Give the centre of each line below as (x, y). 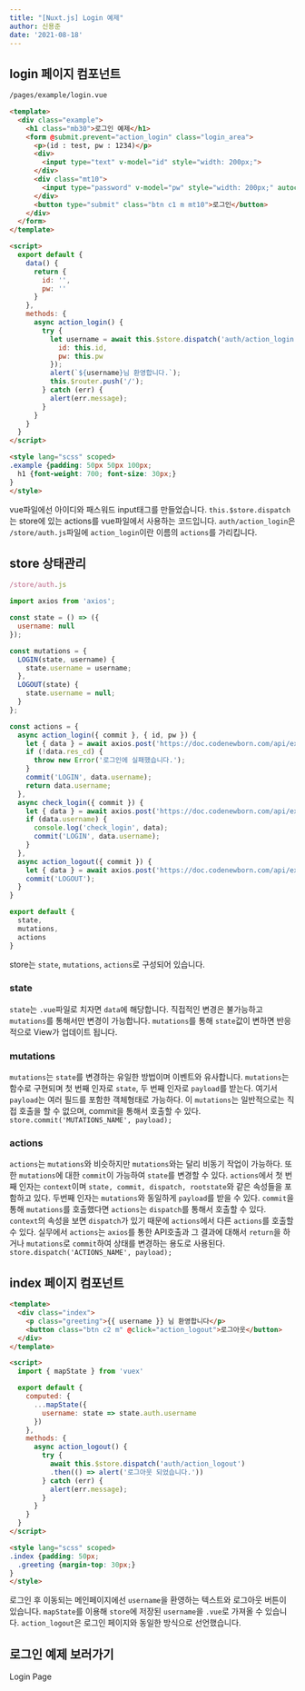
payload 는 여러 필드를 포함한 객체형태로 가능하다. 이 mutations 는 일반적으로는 (147, 1099)
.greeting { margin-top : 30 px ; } (77, 1565)
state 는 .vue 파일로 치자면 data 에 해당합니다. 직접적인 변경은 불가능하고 (136, 1009)
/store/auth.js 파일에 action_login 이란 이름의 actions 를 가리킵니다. (133, 532)
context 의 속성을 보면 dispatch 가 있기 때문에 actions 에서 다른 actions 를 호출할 (152, 1221)
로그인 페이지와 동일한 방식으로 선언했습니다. (162, 1623)
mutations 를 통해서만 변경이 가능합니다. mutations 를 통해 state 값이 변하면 (142, 1020)
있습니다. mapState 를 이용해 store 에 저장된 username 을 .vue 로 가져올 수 (136, 1611)
